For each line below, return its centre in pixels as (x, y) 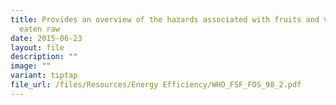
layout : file (37, 47)
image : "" (31, 66)
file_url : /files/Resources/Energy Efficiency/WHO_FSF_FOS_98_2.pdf (156, 85)
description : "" (44, 57)
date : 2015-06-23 (46, 38)
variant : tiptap (44, 76)
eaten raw (39, 29)
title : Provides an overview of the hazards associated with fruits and (165, 19)
